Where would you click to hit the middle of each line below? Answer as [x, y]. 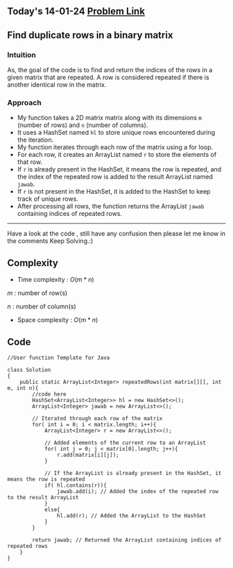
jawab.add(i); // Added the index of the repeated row [137, 492]
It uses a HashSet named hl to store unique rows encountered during [116, 133]
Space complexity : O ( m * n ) [58, 320]
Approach [24, 102]
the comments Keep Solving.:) [50, 241]
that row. [30, 162]
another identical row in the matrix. [57, 85]
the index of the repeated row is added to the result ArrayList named [115, 177]
